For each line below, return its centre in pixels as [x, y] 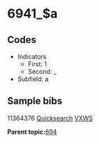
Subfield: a [33, 79]
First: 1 [37, 64]
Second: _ [42, 71]
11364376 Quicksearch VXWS [50, 118]
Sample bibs [35, 101]
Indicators [32, 56]
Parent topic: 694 [32, 132]
